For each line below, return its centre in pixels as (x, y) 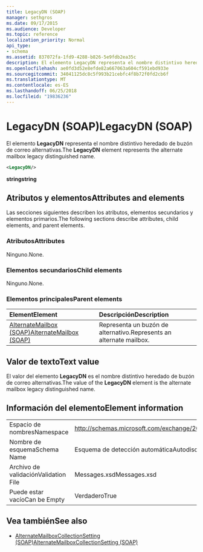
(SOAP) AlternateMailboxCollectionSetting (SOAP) (76, 542)
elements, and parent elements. (46, 226)
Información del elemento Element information (95, 408)
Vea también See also (47, 521)
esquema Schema (34, 449)
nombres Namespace (39, 432)
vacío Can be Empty (37, 499)
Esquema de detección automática (124, 449)
